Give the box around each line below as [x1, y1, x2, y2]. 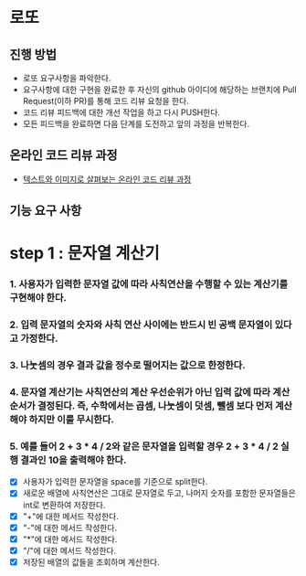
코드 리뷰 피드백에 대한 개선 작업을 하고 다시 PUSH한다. [22, 107, 221, 118]
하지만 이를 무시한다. [28, 413, 114, 426]
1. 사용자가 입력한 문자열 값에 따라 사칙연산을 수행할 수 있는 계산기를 [9, 278, 289, 291]
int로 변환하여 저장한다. [22, 499, 106, 510]
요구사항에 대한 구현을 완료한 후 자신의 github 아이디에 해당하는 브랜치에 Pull [22, 84, 297, 95]
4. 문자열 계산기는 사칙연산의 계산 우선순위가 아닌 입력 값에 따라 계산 [9, 386, 290, 399]
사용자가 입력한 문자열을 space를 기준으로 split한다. [22, 476, 208, 487]
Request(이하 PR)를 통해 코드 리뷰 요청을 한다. [22, 96, 189, 106]
